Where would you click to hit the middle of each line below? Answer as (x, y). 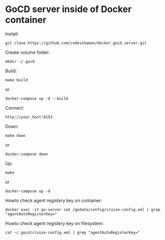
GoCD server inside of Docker (68, 9)
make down (16, 136)
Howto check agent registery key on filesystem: (55, 223)
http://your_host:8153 (29, 117)
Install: (12, 34)
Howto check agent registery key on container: (54, 200)
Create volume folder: (28, 52)
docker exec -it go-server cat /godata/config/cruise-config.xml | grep (83, 209)
